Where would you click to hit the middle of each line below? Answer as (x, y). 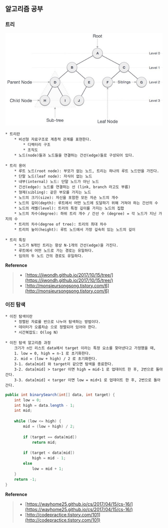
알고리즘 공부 (24, 9)
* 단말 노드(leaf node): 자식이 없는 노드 (53, 176)
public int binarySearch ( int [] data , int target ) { (60, 395)
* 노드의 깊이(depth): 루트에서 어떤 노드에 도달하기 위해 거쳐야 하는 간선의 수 (86, 203)
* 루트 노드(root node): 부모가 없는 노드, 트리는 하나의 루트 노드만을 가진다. (87, 171)
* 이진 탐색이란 (19, 316)
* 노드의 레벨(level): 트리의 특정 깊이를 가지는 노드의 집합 (69, 208)
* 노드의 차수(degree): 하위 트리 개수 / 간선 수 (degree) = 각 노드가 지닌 (85, 214)
